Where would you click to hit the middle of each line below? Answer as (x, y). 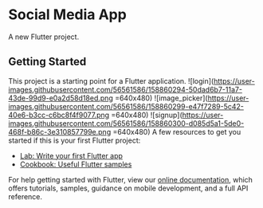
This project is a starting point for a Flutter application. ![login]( (111, 80)
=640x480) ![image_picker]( (161, 98)
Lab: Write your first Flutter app (71, 155)
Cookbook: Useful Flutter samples (76, 164)
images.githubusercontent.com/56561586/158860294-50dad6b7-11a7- (126, 89)
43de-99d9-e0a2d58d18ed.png (61, 98)
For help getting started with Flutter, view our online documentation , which (131, 179)
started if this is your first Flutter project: (75, 140)
